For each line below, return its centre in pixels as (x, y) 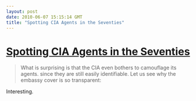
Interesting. (20, 92)
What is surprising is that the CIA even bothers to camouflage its (99, 68)
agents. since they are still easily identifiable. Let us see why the (98, 74)
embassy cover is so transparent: (61, 80)
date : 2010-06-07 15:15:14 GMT (44, 17)
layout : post (22, 11)
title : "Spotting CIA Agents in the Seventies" (65, 22)
